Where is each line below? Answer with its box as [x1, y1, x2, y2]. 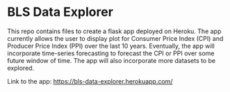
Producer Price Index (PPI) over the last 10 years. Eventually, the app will [7, 42, 215, 50]
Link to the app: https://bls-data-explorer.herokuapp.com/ [7, 77, 173, 85]
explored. [7, 64, 35, 72]
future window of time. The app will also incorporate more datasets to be [7, 56, 216, 64]
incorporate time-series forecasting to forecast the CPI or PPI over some [7, 49, 215, 57]
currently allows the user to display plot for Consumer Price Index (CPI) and [7, 34, 224, 42]
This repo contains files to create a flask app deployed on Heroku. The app [7, 27, 222, 35]
